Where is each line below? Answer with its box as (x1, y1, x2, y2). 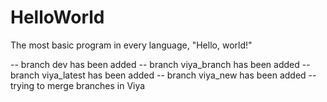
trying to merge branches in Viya (10, 79, 146, 91)
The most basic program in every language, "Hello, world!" (10, 39, 253, 51)
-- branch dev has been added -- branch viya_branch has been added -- (10, 58, 311, 70)
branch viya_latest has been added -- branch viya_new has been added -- (10, 69, 317, 81)
